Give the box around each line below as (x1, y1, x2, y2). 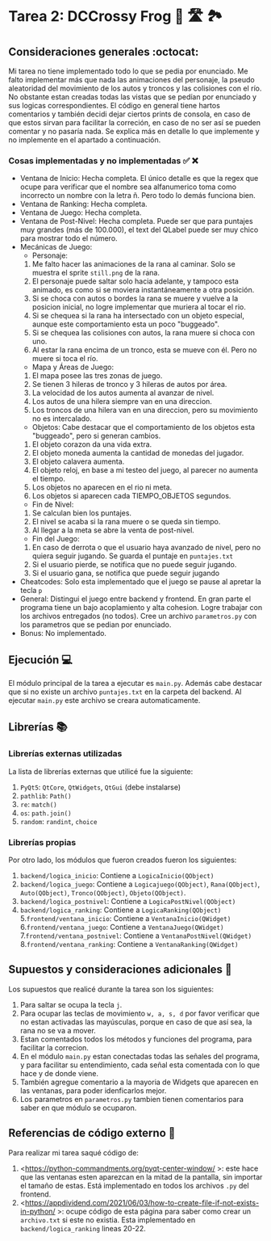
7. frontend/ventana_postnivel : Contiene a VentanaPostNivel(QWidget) (19, 931, 252, 940)
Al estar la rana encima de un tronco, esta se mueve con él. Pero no (31, 345, 257, 355)
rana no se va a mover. (19, 1025, 97, 1035)
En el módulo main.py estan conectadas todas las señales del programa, (19, 1051, 261, 1061)
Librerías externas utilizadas (8, 748, 123, 759)
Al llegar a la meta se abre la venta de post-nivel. (31, 525, 195, 535)
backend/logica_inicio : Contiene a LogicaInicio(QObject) (19, 871, 215, 881)
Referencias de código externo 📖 (8, 1126, 176, 1140)
